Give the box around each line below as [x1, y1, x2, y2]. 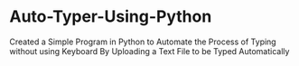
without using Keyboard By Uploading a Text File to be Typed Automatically [9, 45, 290, 56]
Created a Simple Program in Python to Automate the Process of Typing [9, 36, 277, 47]
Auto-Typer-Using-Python [9, 6, 212, 27]
